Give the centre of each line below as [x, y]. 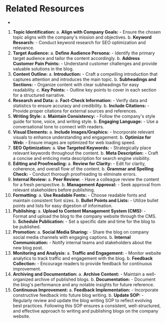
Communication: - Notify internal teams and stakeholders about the [82, 242]
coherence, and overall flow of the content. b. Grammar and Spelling [83, 168]
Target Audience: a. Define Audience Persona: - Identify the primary [84, 53]
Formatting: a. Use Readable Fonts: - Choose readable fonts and [79, 195]
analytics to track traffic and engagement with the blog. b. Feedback [83, 258]
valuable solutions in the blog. [43, 69]
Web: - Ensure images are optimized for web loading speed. [74, 142]
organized [23, 279]
